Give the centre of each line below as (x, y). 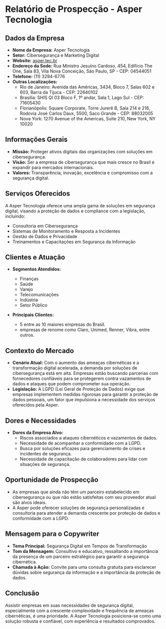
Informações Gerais (37, 139)
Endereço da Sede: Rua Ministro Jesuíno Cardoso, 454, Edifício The (82, 66)
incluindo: (15, 216)
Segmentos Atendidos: (37, 269)
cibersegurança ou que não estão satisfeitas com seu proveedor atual (84, 497)
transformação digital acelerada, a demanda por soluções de (75, 368)
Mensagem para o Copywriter (52, 534)
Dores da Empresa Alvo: (38, 433)
